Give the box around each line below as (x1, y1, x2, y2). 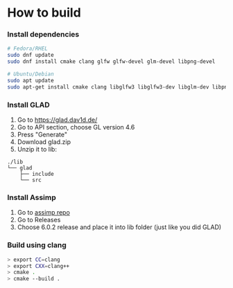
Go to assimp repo (17, 208, 71, 217)
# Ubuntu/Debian (7, 71, 54, 78)
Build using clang (7, 240, 67, 250)
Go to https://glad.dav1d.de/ (17, 116, 98, 124)
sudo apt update (7, 77, 54, 84)
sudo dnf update (7, 52, 54, 59)
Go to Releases (17, 216, 61, 224)
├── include (19, 171, 54, 178)
